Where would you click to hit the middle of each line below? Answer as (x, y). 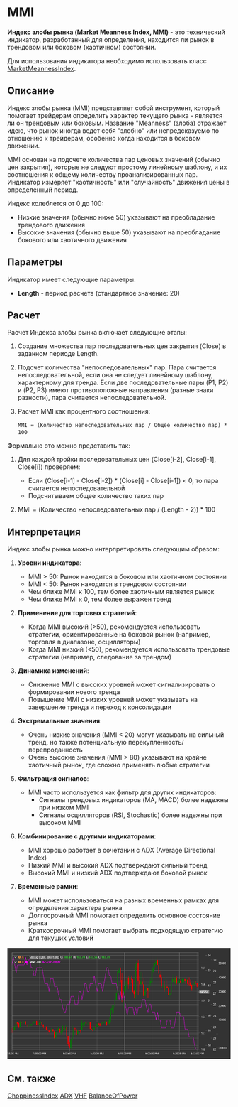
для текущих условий (61, 938)
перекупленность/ (156, 742)
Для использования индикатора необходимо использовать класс (107, 60)
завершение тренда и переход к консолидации (100, 707)
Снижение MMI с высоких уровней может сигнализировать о (121, 685)
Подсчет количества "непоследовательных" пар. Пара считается (117, 367)
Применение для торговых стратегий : (77, 613)
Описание (31, 91)
